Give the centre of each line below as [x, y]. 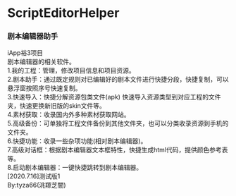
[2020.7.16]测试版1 [34, 176]
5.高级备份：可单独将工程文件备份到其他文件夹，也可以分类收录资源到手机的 [118, 123]
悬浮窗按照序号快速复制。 [44, 88]
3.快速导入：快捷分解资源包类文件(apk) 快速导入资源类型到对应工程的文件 [114, 97]
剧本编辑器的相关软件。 [41, 62]
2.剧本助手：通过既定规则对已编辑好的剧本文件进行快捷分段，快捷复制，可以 [118, 80]
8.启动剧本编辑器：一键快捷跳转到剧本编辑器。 [75, 168]
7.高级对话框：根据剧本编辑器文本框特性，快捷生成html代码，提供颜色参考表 [118, 150]
